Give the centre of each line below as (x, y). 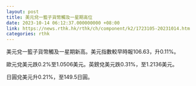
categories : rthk (28, 34)
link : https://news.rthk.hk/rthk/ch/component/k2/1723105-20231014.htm (98, 28)
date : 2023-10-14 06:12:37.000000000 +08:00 (63, 23)
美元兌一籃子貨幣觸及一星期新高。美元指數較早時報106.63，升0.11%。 (93, 52)
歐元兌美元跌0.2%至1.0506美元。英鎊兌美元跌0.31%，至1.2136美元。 (92, 64)
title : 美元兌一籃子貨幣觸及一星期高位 (49, 17)
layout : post (23, 12)
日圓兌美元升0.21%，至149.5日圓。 (50, 77)
